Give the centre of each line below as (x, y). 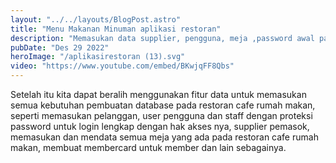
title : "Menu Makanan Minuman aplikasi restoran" (116, 29)
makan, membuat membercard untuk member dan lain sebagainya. (148, 147)
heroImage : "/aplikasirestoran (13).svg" (98, 57)
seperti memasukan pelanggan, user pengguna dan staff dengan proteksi (161, 115)
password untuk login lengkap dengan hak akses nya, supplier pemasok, (160, 126)
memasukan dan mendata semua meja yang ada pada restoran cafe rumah (164, 137)
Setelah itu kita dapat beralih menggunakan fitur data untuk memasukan (158, 94)
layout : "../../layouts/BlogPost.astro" (96, 19)
